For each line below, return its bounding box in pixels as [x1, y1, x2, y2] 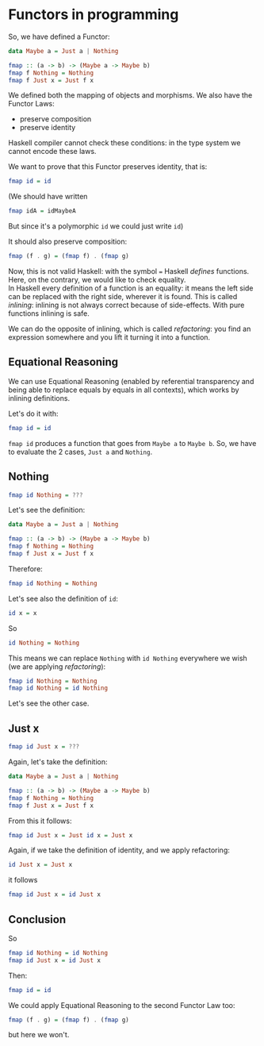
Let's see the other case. [8, 698, 90, 708]
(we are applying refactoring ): [8, 661, 106, 671]
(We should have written [8, 192, 88, 202]
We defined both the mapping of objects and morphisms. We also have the [8, 90, 253, 100]
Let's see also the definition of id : [8, 594, 119, 603]
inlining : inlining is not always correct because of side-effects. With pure [8, 300, 245, 310]
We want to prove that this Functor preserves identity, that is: [8, 162, 208, 171]
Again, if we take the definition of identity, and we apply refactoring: [8, 845, 230, 855]
